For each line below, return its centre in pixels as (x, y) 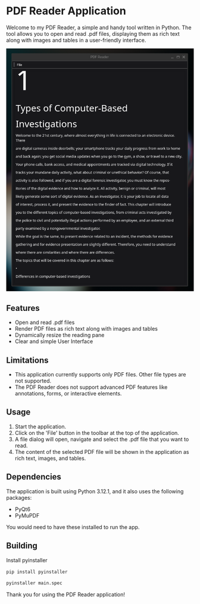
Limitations (27, 360)
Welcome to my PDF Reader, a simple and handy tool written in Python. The (99, 27)
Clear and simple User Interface (54, 341)
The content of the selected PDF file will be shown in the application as (102, 452)
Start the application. (40, 426)
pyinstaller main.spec (34, 583)
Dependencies (34, 477)
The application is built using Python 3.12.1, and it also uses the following (95, 491)
